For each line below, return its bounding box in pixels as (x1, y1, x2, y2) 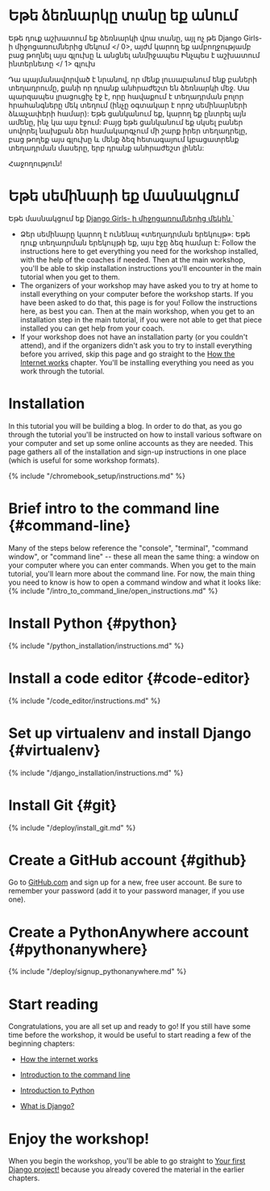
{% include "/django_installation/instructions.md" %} (8, 768, 184, 777)
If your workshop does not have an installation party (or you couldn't (19, 331, 248, 341)
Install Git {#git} (8, 796, 117, 814)
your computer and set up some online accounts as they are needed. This (8, 438, 254, 448)
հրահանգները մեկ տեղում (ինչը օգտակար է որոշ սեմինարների (8, 100, 247, 110)
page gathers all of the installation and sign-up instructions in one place (8, 447, 247, 456)
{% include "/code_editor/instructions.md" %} (8, 696, 161, 706)
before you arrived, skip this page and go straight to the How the (19, 349, 235, 359)
